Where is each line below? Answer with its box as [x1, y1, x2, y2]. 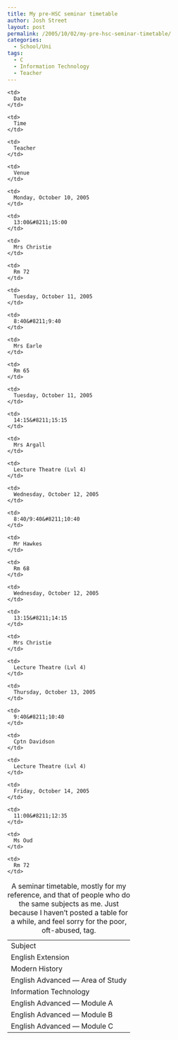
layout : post [7, 23, 46, 30]
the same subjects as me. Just [18, 899, 120, 909]
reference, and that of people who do [7, 890, 131, 899]
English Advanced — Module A [11, 998, 113, 1007]
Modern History [11, 964, 63, 974]
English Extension [11, 952, 70, 962]
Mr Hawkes [13, 540, 42, 548]
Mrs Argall [13, 441, 46, 449]
